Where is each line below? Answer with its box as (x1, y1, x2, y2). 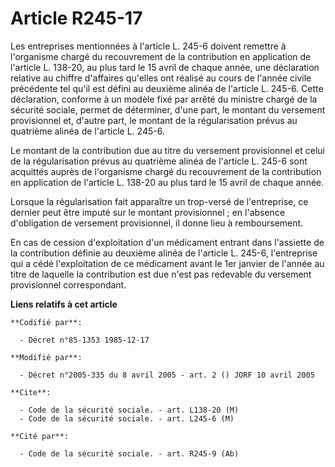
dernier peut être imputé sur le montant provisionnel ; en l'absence (10, 206, 286, 218)
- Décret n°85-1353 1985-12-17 (19, 335, 150, 345)
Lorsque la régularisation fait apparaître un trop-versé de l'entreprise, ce (10, 195, 309, 207)
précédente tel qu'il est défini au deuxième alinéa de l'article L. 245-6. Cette (10, 82, 324, 94)
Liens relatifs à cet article (10, 298, 118, 310)
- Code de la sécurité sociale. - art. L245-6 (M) (19, 413, 235, 424)
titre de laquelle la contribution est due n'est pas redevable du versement (10, 268, 312, 280)
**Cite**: (10, 387, 52, 397)
